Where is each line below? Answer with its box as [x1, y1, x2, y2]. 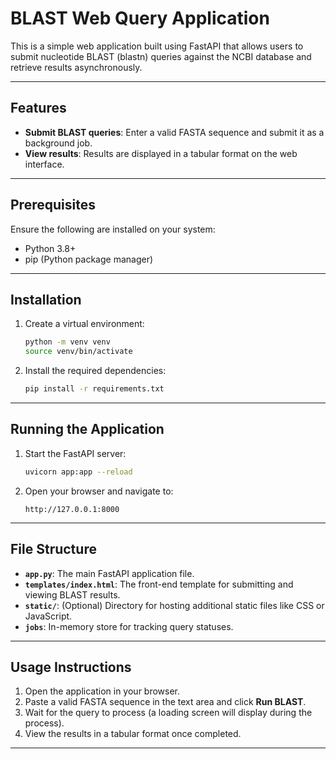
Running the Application [10, 421, 165, 438]
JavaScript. [24, 610, 73, 622]
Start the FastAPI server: [24, 447, 127, 459]
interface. [24, 158, 65, 170]
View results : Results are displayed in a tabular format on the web [24, 147, 298, 159]
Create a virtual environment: [24, 318, 145, 330]
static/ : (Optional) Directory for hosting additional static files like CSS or [24, 599, 325, 611]
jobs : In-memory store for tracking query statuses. [24, 620, 234, 632]
